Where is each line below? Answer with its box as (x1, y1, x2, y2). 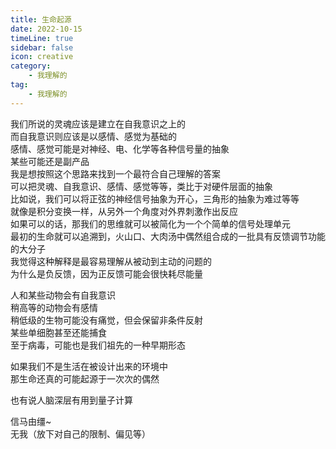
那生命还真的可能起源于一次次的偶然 (10, 372, 160, 385)
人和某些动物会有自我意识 (10, 289, 116, 301)
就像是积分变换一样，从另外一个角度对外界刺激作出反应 (10, 205, 238, 217)
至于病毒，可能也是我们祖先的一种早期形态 (10, 339, 186, 351)
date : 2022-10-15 (10, 24, 83, 34)
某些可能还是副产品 (10, 155, 90, 167)
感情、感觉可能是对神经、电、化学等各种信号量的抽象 (10, 142, 230, 155)
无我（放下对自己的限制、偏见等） (10, 427, 151, 440)
